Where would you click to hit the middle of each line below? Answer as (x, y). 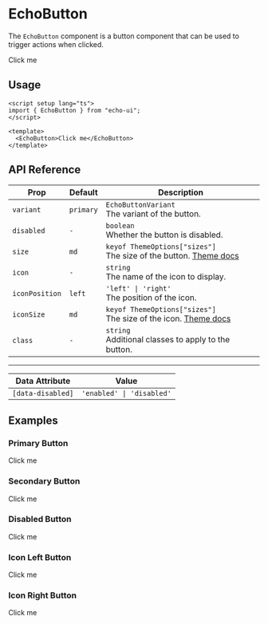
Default (83, 192)
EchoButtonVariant (140, 205)
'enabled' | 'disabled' (126, 393)
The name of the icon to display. (166, 276)
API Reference (45, 170)
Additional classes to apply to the (168, 339)
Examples (33, 420)
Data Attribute (43, 381)
